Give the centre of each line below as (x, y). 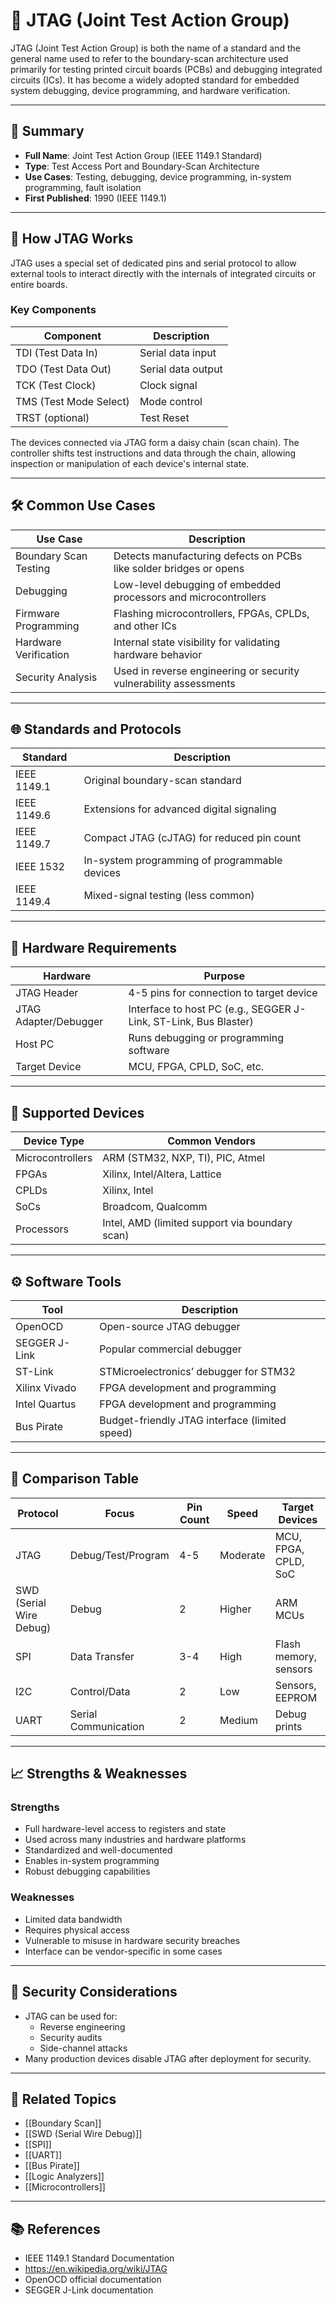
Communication (107, 1726)
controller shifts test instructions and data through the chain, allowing (153, 453)
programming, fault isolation (83, 187)
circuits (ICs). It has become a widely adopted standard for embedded (155, 80)
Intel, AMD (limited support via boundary (197, 1223)
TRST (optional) (52, 417)
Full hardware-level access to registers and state (125, 1829)
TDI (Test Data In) (57, 352)
